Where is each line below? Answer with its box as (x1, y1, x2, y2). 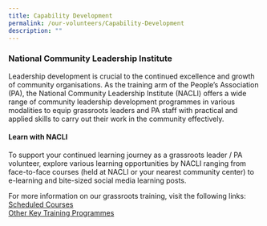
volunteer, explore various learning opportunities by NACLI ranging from (8, 158, 247, 168)
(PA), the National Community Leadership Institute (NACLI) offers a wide (8, 88, 247, 98)
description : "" (8, 26, 63, 34)
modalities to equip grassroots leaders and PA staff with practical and (8, 105, 238, 115)
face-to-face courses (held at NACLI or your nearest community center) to (8, 167, 255, 176)
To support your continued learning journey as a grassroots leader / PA (8, 150, 243, 159)
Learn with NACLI (8, 132, 68, 142)
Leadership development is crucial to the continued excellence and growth (8, 71, 255, 81)
